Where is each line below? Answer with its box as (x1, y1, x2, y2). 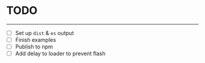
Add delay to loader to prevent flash (15, 50, 106, 58)
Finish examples (15, 36, 56, 43)
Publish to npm (15, 43, 53, 50)
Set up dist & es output (15, 29, 74, 36)
